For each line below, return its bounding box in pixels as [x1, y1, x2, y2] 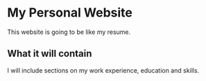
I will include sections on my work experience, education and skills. [7, 66, 200, 74]
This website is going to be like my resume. [7, 28, 131, 36]
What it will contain [7, 48, 92, 60]
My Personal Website [7, 5, 133, 21]
